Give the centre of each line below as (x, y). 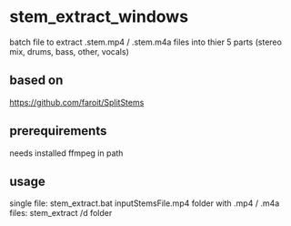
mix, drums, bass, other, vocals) (69, 51)
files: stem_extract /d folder (61, 213)
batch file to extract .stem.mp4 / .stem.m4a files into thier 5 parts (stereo (145, 42)
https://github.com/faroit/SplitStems (77, 102)
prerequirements (58, 131)
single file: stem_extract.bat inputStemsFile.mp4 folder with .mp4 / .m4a (145, 203)
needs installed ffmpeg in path (66, 153)
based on (36, 81)
